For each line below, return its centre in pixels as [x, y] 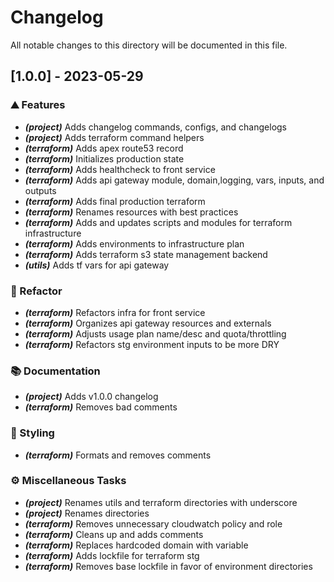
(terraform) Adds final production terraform [115, 201]
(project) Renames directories [87, 513]
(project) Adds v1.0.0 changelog [91, 397]
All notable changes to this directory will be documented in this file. [149, 45]
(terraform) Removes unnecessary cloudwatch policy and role [153, 523]
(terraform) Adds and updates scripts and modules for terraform [158, 222]
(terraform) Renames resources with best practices [131, 212]
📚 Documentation [55, 371]
